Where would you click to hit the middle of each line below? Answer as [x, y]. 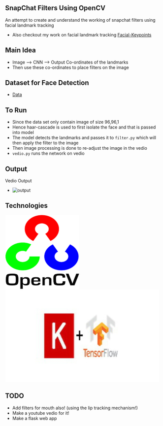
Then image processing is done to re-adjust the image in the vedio [80, 148]
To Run [16, 110]
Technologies [27, 206]
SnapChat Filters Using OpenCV [55, 8]
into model [23, 132]
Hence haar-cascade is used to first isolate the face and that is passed [84, 127]
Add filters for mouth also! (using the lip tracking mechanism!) [75, 408]
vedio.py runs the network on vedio [48, 153]
